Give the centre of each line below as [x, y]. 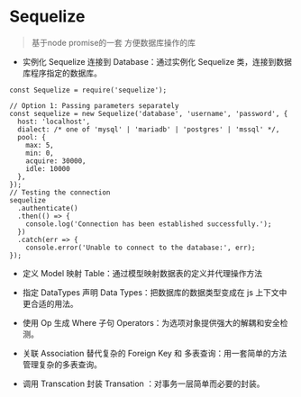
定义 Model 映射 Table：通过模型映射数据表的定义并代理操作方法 [142, 273]
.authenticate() [48, 208]
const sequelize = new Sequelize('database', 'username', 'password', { [149, 113]
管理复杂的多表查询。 [62, 364]
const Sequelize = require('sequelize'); [88, 90]
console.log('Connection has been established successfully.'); [149, 224]
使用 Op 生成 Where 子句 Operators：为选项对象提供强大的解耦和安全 [151, 322]
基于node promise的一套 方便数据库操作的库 [114, 42]
